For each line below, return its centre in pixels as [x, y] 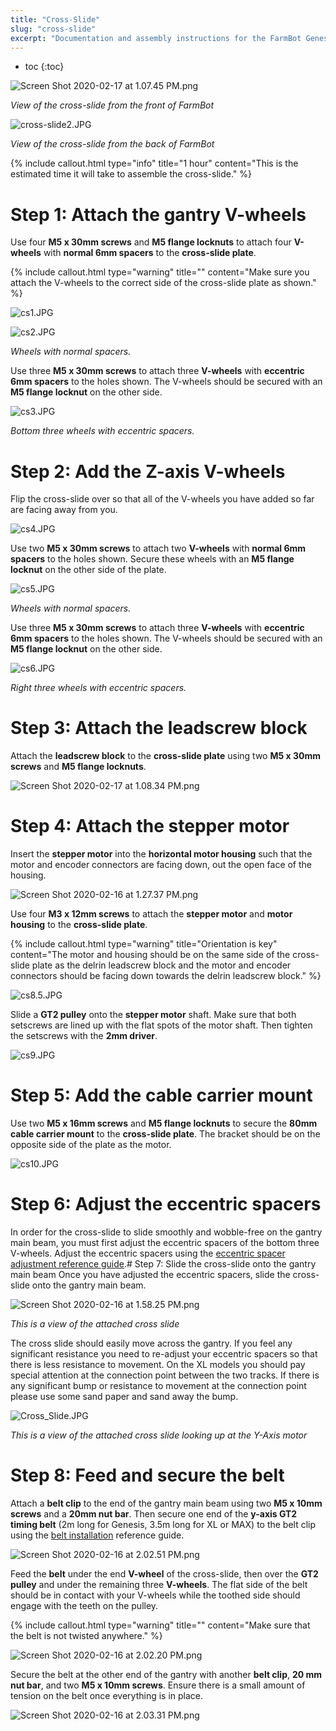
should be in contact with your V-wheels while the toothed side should [155, 1595]
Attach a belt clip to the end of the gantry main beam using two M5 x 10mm [166, 1503]
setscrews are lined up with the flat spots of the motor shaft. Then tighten [161, 1025]
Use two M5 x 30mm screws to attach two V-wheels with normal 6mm [158, 548]
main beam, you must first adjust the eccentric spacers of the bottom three [165, 1242]
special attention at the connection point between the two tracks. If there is [165, 1375]
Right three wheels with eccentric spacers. [98, 688]
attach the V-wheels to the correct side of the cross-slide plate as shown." [163, 283]
